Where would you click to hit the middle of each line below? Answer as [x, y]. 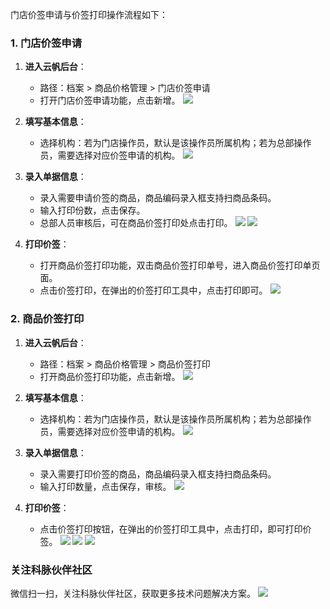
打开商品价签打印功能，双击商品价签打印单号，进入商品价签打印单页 [180, 265]
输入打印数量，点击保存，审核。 [105, 486]
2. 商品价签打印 [47, 319]
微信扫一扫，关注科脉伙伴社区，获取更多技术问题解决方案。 [133, 593]
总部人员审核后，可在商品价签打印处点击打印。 [136, 223]
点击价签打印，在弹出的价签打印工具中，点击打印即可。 [153, 290]
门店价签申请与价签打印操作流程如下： [89, 14]
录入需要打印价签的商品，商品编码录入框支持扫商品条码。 [158, 474]
